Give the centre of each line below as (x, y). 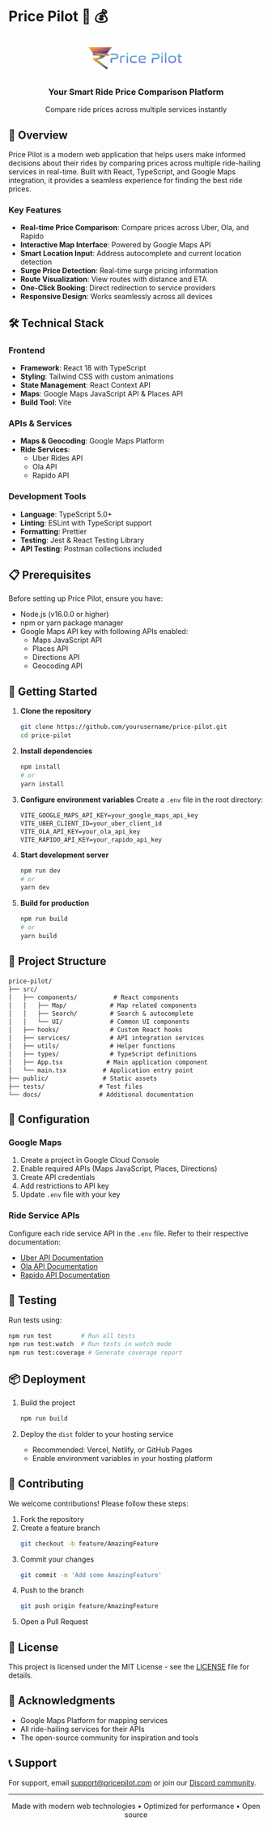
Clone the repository (55, 711)
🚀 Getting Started (53, 691)
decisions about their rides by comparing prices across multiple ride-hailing (135, 163)
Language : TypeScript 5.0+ (66, 514)
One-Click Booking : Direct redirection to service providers (118, 288)
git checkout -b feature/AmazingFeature (89, 1543)
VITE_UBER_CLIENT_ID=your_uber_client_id (91, 823)
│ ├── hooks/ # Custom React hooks (96, 1030)
